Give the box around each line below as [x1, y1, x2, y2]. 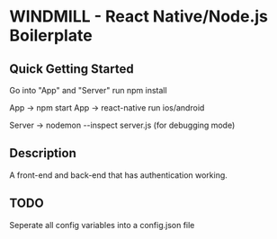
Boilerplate [9, 25, 93, 46]
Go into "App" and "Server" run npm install [9, 85, 168, 95]
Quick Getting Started [9, 61, 134, 76]
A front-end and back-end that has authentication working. [9, 169, 228, 181]
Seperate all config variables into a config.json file [9, 219, 195, 230]
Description [9, 146, 76, 161]
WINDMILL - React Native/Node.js [9, 6, 268, 27]
